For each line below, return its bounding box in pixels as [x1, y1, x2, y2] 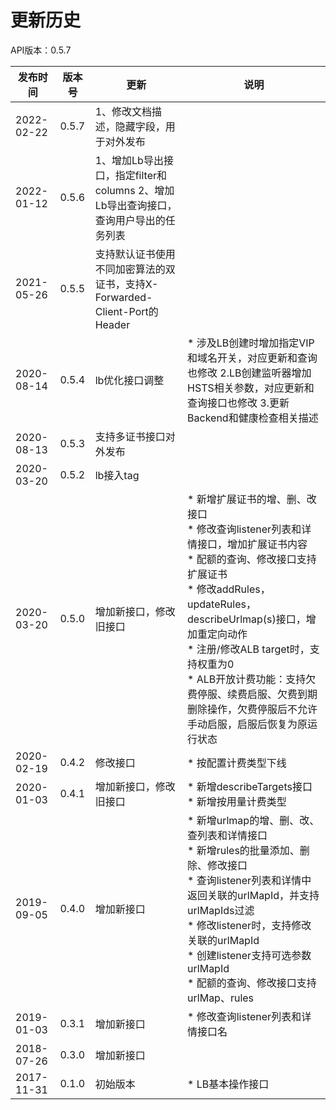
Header [94, 317, 131, 331]
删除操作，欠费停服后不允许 [187, 702, 318, 716]
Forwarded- [94, 290, 153, 304]
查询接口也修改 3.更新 [187, 396, 290, 410]
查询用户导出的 [94, 213, 166, 227]
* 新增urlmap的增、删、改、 [187, 813, 320, 827]
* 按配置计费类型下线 [187, 756, 287, 770]
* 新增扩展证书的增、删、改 [187, 492, 317, 506]
